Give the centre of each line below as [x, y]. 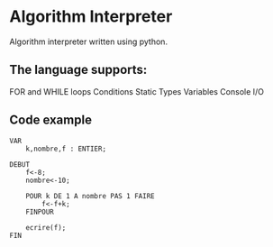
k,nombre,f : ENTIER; [66, 149]
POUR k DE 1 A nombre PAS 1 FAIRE [90, 196]
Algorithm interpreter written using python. [89, 41]
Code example [51, 120]
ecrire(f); [46, 227]
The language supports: [78, 70]
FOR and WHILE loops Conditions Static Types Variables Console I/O [136, 91]
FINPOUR [40, 212]
